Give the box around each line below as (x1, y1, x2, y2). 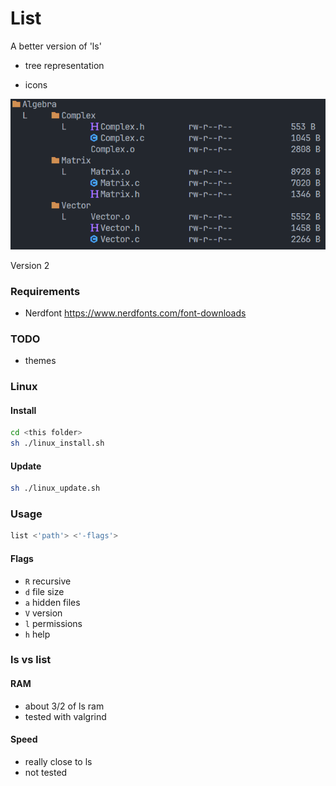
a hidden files (24, 596, 81, 608)
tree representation (24, 59, 105, 71)
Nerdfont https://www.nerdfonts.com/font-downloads (24, 307, 247, 319)
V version (24, 607, 63, 619)
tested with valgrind (24, 710, 107, 722)
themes (24, 355, 57, 367)
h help (24, 628, 51, 640)
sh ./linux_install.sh (10, 438, 105, 449)
